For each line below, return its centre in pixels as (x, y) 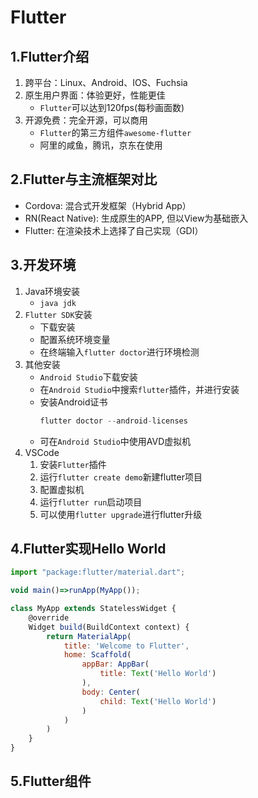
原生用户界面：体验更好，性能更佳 (95, 95)
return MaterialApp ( (89, 636)
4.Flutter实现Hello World (88, 548)
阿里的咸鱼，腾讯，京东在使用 (101, 145)
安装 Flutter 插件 (73, 464)
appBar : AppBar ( (115, 664)
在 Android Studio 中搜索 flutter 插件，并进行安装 (139, 389)
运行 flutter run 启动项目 (91, 502)
